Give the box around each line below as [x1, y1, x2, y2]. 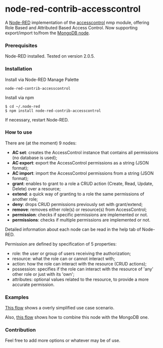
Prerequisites [5, 42, 37, 49]
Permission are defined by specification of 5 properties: [5, 241, 117, 247]
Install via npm [5, 94, 34, 101]
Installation [5, 65, 33, 72]
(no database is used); [12, 155, 57, 161]
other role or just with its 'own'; [12, 271, 74, 277]
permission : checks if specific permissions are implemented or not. [12, 211, 148, 218]
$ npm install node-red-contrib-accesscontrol [5, 108, 101, 113]
